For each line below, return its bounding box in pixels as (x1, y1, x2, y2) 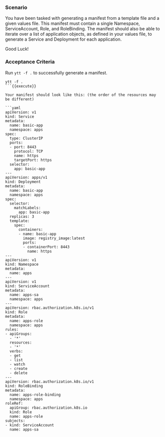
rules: (5, 327, 19, 332)
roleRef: (5, 401, 23, 406)
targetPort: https (14, 157, 52, 162)
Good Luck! (5, 46, 29, 52)
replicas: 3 (9, 214, 35, 219)
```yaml (5, 105, 21, 110)
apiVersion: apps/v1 (5, 175, 48, 180)
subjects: (5, 418, 26, 423)
